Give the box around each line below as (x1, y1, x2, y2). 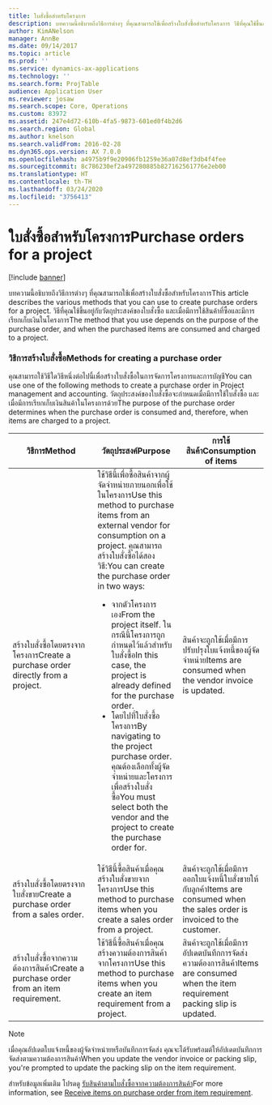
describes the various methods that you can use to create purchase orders (8, 297, 258, 306)
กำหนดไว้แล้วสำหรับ (111, 639, 172, 650)
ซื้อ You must (111, 791, 156, 803)
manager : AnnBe (8, 34, 60, 43)
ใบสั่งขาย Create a (12, 889, 71, 900)
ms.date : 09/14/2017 (8, 42, 79, 50)
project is (111, 670, 147, 681)
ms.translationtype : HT (8, 170, 89, 178)
